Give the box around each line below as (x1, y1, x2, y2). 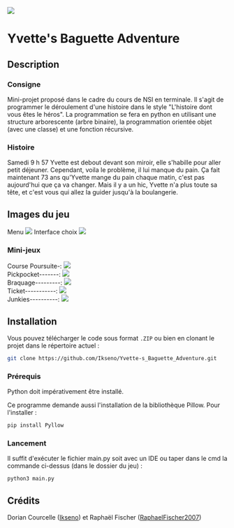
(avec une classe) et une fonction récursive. (7, 124, 134, 133)
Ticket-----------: (7, 287, 58, 295)
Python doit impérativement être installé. (7, 387, 124, 396)
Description (7, 58, 59, 70)
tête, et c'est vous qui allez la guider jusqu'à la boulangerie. (7, 188, 178, 197)
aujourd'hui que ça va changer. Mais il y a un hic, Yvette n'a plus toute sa (7, 180, 218, 189)
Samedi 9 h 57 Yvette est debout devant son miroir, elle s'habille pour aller (7, 158, 221, 167)
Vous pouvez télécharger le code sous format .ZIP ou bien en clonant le (7, 334, 215, 343)
